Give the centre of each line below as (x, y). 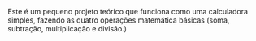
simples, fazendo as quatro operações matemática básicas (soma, (119, 20)
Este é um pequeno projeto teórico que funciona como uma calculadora (128, 12)
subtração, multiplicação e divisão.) (67, 29)
